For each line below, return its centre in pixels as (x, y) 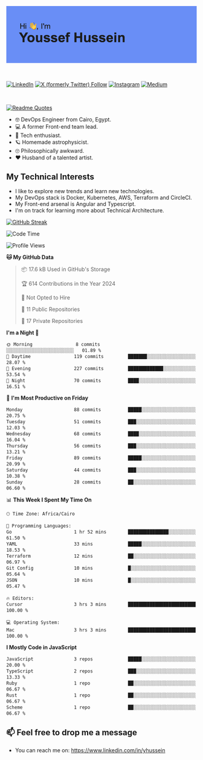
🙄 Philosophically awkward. (50, 151)
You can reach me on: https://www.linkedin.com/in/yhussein (90, 750)
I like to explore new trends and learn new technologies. (85, 191)
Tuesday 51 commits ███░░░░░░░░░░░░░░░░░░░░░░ (101, 422)
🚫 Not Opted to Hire (46, 298)
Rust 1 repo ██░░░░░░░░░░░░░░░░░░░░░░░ (101, 695)
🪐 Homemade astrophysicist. (52, 142)
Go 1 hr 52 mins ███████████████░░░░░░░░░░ (101, 532)
